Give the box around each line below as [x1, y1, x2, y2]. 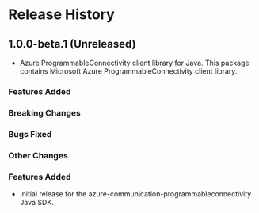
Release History [8, 6, 115, 24]
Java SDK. [19, 197, 54, 207]
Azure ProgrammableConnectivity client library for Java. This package [19, 58, 249, 67]
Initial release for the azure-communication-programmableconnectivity [19, 188, 252, 199]
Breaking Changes [8, 107, 82, 118]
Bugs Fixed [8, 128, 52, 139]
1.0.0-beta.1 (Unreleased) [8, 37, 136, 51]
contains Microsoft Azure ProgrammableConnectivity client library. [19, 67, 238, 76]
